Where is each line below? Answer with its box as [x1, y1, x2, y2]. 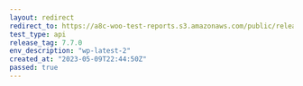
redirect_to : [9, 21, 59, 30]
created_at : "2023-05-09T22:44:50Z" [9, 55, 147, 64]
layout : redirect [9, 13, 75, 22]
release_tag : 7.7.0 [9, 38, 83, 47]
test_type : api [9, 30, 67, 39]
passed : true [9, 64, 59, 73]
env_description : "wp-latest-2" [9, 47, 131, 56]
